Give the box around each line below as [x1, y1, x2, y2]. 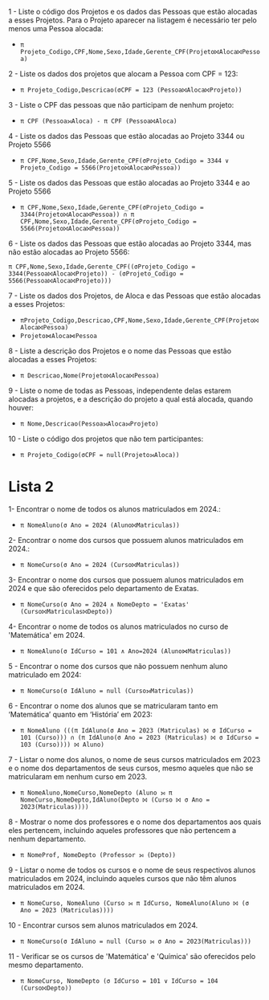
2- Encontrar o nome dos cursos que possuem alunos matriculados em [8, 535, 244, 545]
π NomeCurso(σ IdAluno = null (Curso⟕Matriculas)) [19, 687, 194, 695]
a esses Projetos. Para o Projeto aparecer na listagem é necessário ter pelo [8, 15, 257, 25]
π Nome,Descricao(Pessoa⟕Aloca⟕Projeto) [19, 420, 159, 428]
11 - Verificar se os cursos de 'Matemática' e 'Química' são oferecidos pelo [8, 951, 256, 961]
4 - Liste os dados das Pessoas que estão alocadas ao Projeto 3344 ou [8, 132, 245, 141]
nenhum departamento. [8, 834, 87, 843]
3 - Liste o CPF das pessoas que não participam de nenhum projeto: [8, 100, 234, 109]
